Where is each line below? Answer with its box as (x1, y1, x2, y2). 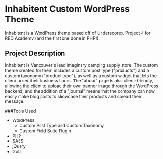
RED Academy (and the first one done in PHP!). (5, 35, 100, 41)
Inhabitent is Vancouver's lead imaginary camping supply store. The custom (5, 62, 158, 68)
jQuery (12, 143, 26, 149)
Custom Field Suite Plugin (19, 128, 72, 134)
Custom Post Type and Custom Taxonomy (19, 122, 104, 128)
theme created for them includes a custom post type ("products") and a (5, 67, 149, 73)
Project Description (5, 49, 65, 58)
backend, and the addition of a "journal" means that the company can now (5, 88, 155, 94)
